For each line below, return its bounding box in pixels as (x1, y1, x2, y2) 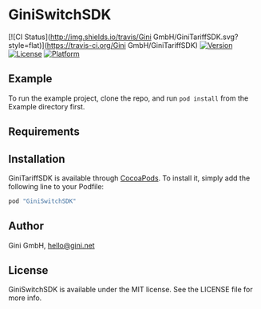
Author (8, 220, 44, 233)
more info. (8, 293, 42, 303)
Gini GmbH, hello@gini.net (8, 240, 95, 250)
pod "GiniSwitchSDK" (8, 197, 77, 205)
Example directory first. (8, 101, 85, 111)
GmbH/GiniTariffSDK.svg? (152, 32, 239, 42)
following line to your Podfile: (8, 181, 105, 191)
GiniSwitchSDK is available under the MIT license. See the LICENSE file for (8, 285, 253, 295)
